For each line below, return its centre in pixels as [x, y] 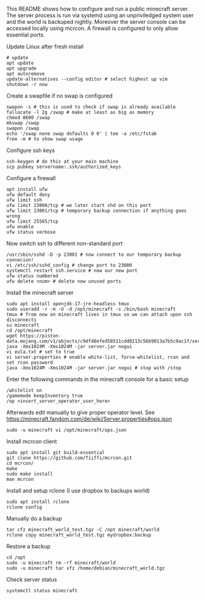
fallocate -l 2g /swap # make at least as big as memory [80, 112]
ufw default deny [28, 195]
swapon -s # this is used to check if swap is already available [91, 107]
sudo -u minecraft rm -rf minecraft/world [61, 563]
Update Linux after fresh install [45, 46]
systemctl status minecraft [42, 591]
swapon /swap [23, 128]
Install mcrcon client [32, 441]
